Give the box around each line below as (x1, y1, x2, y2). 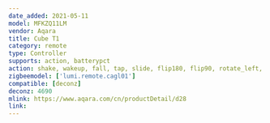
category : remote (8, 42, 67, 50)
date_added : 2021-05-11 (8, 11, 89, 20)
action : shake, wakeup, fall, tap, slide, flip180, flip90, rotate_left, (8, 65, 264, 73)
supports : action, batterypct (8, 57, 111, 66)
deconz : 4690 (8, 87, 53, 95)
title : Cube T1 (8, 34, 60, 43)
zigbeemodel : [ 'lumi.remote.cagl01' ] (8, 72, 136, 80)
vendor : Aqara (8, 27, 57, 35)
